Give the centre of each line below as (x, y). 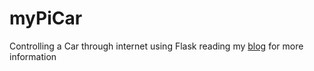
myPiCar (46, 18)
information (33, 56)
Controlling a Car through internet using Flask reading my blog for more (156, 46)
